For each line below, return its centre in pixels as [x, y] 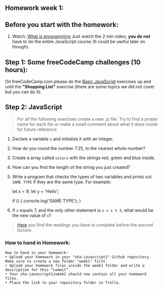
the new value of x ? [32, 215]
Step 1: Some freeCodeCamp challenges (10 [73, 62]
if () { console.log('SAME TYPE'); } [46, 201]
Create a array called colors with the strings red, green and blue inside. [84, 158]
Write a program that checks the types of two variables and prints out [82, 176]
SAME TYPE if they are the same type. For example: [62, 182]
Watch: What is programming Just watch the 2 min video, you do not [81, 37]
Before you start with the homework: [62, 25]
